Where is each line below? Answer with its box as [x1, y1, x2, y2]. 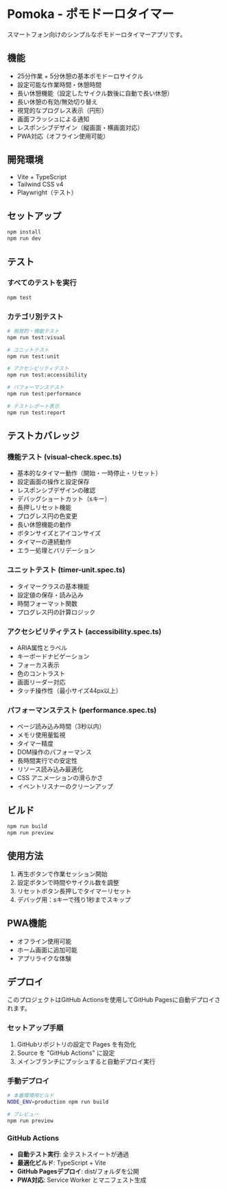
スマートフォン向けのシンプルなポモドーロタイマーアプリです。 [7, 30, 187, 38]
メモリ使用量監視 [16, 731, 66, 739]
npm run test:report [7, 409, 67, 416]
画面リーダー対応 [16, 678, 66, 687]
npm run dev [7, 235, 41, 242]
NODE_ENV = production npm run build [7, 1098, 109, 1106]
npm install [7, 229, 41, 236]
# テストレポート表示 [7, 402, 60, 409]
